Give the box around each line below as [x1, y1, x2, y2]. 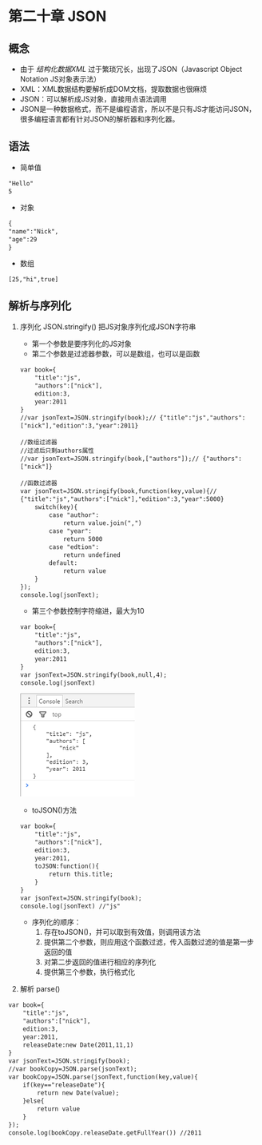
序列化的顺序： [31, 916, 81, 927]
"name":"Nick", [8, 227, 59, 236]
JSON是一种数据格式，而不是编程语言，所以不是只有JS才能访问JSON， [19, 105, 256, 113]
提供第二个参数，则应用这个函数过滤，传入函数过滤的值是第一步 [43, 936, 254, 947]
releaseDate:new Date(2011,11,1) [22, 1040, 134, 1049]
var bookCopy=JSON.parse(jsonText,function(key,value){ [8, 1072, 198, 1081]
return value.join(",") [62, 519, 142, 527]
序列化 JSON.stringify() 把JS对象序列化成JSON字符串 [19, 321, 196, 332]
